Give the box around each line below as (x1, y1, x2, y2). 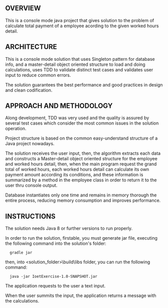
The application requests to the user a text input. (5, 283, 106, 289)
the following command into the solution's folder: (5, 241, 106, 247)
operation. (5, 126, 27, 132)
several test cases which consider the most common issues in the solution (5, 120, 159, 126)
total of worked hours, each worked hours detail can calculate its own (5, 166, 149, 172)
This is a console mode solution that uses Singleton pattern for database (5, 56, 155, 62)
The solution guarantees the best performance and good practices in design (5, 81, 163, 87)
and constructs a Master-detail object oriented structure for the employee (5, 156, 158, 162)
